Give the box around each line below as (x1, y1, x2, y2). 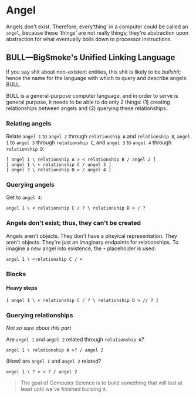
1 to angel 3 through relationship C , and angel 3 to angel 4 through (6, 139, 172, 146)
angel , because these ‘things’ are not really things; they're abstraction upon (6, 29, 189, 36)
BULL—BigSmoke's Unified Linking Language (6, 52, 175, 62)
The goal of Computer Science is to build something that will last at (20, 379, 183, 386)
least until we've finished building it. (20, 386, 107, 393)
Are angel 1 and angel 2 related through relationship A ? (6, 336, 144, 343)
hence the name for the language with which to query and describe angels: (6, 74, 188, 81)
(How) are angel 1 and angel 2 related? (6, 357, 102, 365)
